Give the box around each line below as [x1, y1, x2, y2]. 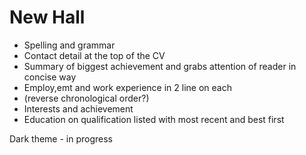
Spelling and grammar [23, 39, 116, 51]
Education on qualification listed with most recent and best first [23, 113, 285, 125]
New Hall [9, 6, 86, 29]
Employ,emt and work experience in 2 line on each [23, 81, 232, 93]
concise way [23, 71, 77, 83]
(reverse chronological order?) [23, 92, 150, 104]
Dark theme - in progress [9, 132, 114, 145]
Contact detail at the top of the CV [23, 49, 166, 61]
